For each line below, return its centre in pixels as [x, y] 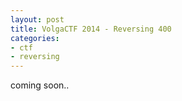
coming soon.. [40, 85]
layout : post [37, 19]
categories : [35, 38]
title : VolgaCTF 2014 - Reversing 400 [91, 29]
